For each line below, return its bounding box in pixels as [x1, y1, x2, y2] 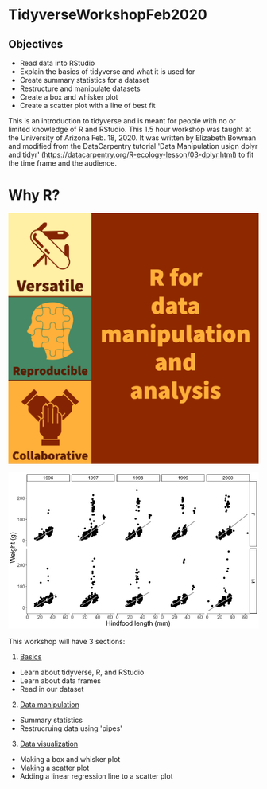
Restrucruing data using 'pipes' [19, 723, 123, 733]
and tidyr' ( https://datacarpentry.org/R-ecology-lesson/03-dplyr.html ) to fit [8, 150, 254, 159]
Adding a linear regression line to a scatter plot [19, 771, 173, 781]
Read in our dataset [19, 684, 84, 693]
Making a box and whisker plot [19, 754, 121, 764]
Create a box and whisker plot [19, 92, 118, 101]
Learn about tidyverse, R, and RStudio [19, 667, 145, 677]
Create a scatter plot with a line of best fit [19, 101, 157, 110]
